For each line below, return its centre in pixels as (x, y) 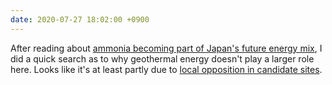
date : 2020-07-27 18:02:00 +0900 (80, 19)
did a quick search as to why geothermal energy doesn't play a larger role (162, 58)
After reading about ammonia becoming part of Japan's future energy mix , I (166, 48)
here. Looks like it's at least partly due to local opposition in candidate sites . (166, 69)
